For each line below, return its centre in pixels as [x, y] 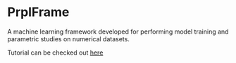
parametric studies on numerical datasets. [69, 38]
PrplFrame [38, 12]
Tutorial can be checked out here [55, 52]
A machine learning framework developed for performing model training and [118, 31]
